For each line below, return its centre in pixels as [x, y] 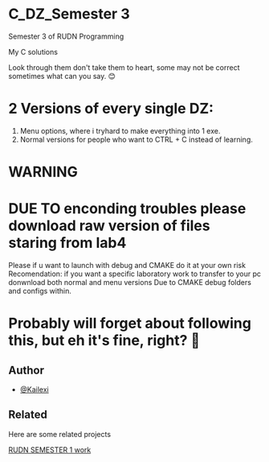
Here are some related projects [59, 434]
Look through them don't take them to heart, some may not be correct [124, 67]
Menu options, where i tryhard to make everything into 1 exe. [120, 130]
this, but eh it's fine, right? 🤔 [104, 341]
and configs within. [40, 291]
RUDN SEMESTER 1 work [50, 450]
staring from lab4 [67, 243]
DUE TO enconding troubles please [127, 209]
